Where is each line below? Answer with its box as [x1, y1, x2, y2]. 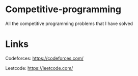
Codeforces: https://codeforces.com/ [5, 55, 84, 61]
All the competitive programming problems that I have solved [5, 20, 133, 27]
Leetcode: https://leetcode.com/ [5, 65, 73, 71]
